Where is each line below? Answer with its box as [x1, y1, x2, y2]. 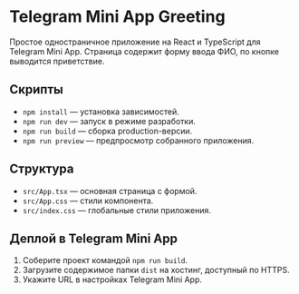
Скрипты [9, 82, 63, 97]
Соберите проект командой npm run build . [22, 255, 188, 266]
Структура [9, 162, 74, 177]
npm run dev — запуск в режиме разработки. [22, 115, 197, 126]
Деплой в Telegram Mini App [9, 230, 178, 246]
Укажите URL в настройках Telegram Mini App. [22, 274, 202, 285]
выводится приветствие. [9, 55, 105, 66]
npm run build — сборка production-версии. [22, 125, 193, 136]
